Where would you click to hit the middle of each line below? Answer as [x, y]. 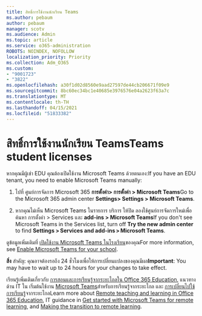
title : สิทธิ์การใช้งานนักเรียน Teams [42, 12]
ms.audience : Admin [31, 35]
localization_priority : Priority [49, 57]
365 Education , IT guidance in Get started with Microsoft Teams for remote [100, 300]
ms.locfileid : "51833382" [39, 113]
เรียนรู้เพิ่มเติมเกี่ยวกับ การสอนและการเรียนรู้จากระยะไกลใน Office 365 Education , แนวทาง [101, 280]
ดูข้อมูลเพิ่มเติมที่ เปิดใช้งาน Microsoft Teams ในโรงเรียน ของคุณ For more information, [100, 243]
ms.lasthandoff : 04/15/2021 [42, 108]
